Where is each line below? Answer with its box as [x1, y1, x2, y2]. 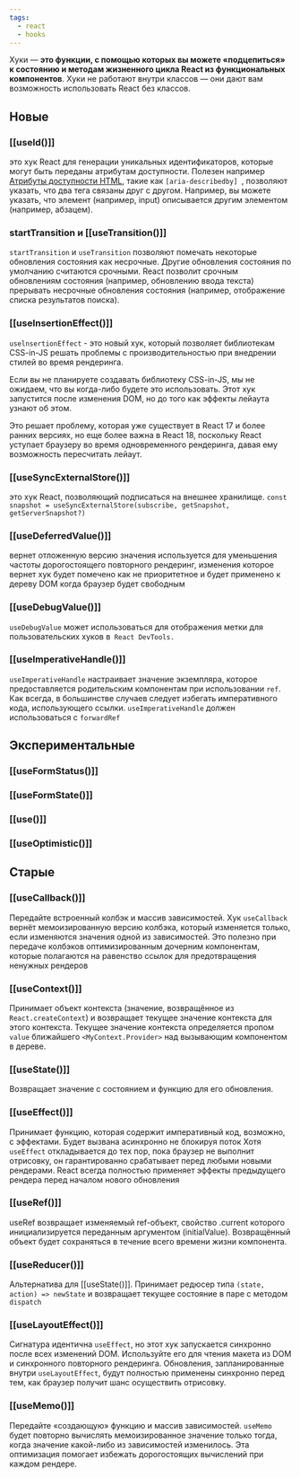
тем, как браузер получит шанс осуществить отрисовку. [9, 1377, 227, 1388]
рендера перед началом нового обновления [9, 1174, 180, 1185]
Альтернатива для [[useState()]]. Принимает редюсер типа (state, [9, 1279, 265, 1289]
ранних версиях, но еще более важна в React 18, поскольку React [9, 429, 262, 440]
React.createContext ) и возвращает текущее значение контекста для [9, 1012, 273, 1023]
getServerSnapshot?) [9, 508, 87, 517]
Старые [9, 865, 56, 880]
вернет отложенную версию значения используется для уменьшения [9, 550, 278, 561]
